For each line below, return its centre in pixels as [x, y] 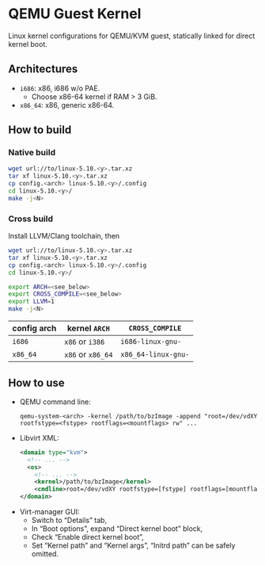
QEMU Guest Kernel [75, 14]
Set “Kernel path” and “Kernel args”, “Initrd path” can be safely [133, 546]
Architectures [43, 69]
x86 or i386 [85, 342]
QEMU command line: [55, 402]
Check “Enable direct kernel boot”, [87, 537]
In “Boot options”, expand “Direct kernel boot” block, [117, 529]
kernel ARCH [89, 328]
